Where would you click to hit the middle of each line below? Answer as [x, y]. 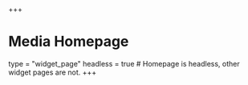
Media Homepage [69, 42]
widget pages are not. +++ [53, 72]
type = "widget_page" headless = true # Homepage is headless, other [124, 63]
